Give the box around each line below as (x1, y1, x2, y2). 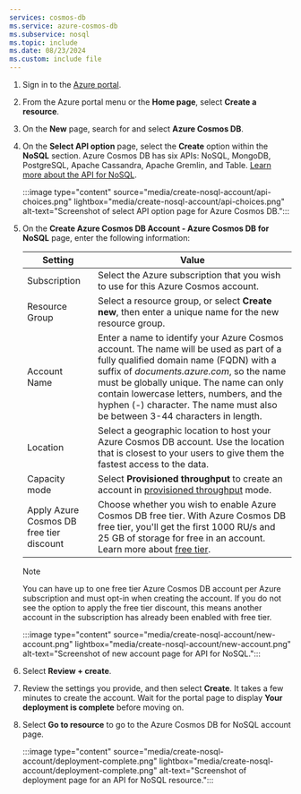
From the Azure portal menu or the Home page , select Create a (21, 97, 257, 107)
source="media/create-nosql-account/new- (113, 629, 276, 640)
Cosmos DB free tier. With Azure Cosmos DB (97, 509, 287, 522)
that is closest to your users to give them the (97, 447, 285, 459)
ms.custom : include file (9, 55, 102, 64)
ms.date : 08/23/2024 (9, 47, 87, 55)
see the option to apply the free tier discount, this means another (21, 602, 262, 613)
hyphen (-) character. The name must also (97, 399, 278, 411)
